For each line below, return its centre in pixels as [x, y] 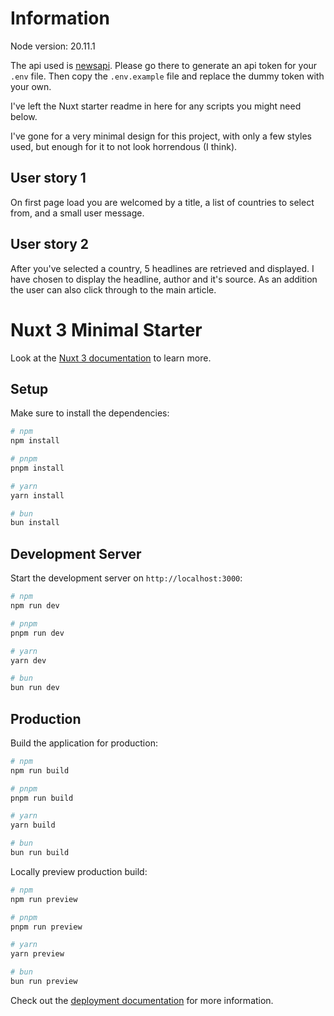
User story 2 [50, 244]
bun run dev [35, 688]
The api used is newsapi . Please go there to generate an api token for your [164, 65]
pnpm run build [42, 798]
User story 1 [48, 178]
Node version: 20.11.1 [53, 46]
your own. [31, 86]
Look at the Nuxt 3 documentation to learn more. [111, 358]
